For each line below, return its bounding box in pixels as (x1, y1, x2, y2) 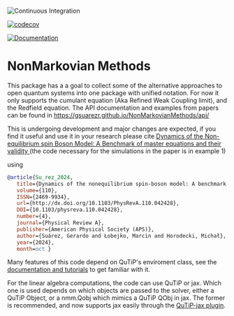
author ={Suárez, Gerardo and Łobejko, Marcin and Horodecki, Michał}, (16, 232, 227, 239)
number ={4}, (16, 213, 52, 220)
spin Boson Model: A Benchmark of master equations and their (41, 139, 221, 148)
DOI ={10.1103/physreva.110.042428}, (16, 206, 124, 213)
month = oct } (16, 245, 52, 252)
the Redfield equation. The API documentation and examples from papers (7, 103, 219, 112)
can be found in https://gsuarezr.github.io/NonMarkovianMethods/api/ (7, 110, 210, 119)
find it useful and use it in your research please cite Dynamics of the (7, 131, 204, 140)
